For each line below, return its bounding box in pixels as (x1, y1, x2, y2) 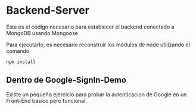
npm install (6, 59, 36, 65)
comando (6, 47, 30, 54)
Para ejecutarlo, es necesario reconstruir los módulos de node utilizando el (6, 41, 191, 48)
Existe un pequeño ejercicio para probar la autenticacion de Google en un (6, 90, 187, 98)
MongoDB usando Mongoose (6, 29, 79, 36)
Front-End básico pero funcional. (6, 97, 88, 104)
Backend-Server (6, 4, 89, 17)
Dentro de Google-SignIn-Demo (6, 75, 127, 85)
